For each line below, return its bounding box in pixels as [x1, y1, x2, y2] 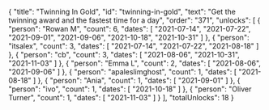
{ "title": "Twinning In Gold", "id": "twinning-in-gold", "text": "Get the [8, 7, 237, 16]
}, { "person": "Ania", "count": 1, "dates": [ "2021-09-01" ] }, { [37, 76, 241, 85]
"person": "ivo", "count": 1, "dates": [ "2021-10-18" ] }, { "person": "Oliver [8, 84, 252, 94]
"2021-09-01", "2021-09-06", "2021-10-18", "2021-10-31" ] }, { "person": [8, 32, 250, 42]
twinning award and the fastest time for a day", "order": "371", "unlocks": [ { [8, 15, 261, 25]
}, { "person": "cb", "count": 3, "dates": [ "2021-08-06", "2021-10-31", [8, 50, 241, 59]
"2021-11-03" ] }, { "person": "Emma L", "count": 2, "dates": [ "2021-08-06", [8, 58, 262, 68]
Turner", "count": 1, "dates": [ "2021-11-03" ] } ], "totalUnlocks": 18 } [8, 93, 235, 102]
